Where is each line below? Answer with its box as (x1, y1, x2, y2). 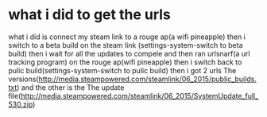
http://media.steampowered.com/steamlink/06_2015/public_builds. (38, 74, 257, 84)
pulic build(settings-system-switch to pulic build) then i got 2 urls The (8, 65, 237, 75)
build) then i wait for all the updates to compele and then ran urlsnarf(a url (8, 49, 250, 58)
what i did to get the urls (8, 6, 171, 24)
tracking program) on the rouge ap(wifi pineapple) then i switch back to (8, 57, 242, 67)
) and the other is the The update (17, 82, 125, 92)
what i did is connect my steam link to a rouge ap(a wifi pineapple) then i (8, 32, 246, 41)
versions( (8, 74, 39, 84)
